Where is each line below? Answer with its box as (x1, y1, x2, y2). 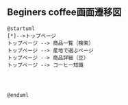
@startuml (7, 25, 36, 32)
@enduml (7, 91, 29, 98)
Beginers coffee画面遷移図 (7, 6, 122, 19)
